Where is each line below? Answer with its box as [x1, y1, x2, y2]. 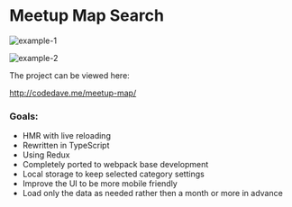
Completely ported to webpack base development [22, 159, 209, 170]
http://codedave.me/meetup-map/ [9, 87, 137, 98]
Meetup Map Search [9, 5, 165, 26]
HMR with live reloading [22, 130, 111, 141]
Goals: [9, 110, 39, 122]
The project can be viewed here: [9, 69, 131, 81]
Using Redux [22, 149, 70, 160]
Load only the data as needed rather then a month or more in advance [22, 188, 284, 199]
